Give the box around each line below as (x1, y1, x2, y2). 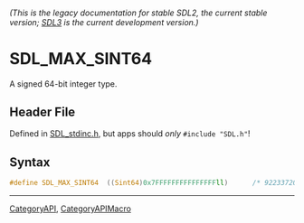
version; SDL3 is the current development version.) (9, 16, 199, 27)
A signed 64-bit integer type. (9, 78, 118, 89)
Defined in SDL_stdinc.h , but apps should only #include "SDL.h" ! (9, 128, 251, 139)
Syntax (9, 154, 51, 170)
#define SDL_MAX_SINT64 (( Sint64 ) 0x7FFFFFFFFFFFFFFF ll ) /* (9, 179, 261, 188)
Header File (9, 104, 76, 119)
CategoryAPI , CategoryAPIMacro (9, 203, 131, 214)
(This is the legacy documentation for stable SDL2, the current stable (9, 7, 268, 18)
